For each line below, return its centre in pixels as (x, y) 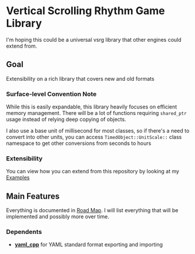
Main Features (33, 196)
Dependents (24, 232)
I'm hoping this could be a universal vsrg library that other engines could (94, 39)
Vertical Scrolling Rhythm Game (86, 11)
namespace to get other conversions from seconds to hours (79, 143)
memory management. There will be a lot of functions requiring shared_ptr (96, 113)
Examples (18, 177)
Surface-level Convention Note (51, 94)
